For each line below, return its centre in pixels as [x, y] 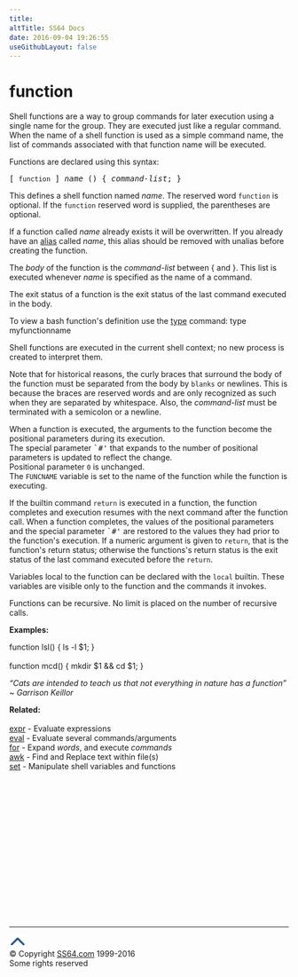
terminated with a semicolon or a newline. [86, 412]
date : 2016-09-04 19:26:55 [59, 37]
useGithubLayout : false [53, 47]
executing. [28, 486]
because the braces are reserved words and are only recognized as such [143, 393]
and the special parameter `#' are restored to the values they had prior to [145, 532]
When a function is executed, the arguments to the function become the [141, 429]
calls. [19, 613]
